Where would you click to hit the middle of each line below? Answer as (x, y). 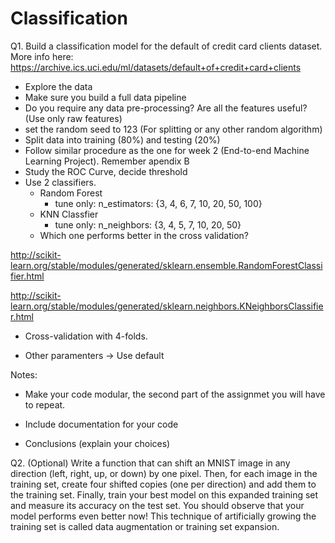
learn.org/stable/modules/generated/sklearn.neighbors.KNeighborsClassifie (167, 306)
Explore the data (58, 86)
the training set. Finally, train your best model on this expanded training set (164, 494)
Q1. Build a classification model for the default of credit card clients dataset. (166, 46)
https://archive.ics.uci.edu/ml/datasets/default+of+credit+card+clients (156, 67)
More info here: (42, 56)
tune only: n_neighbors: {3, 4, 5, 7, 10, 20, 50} (148, 224)
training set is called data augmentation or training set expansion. (145, 526)
